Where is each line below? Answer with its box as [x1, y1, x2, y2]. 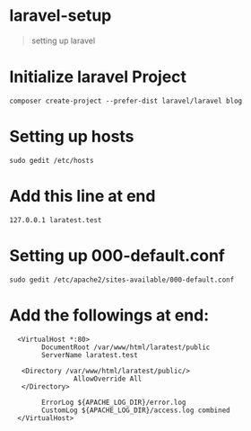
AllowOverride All [73, 374, 143, 383]
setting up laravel [30, 35, 96, 46]
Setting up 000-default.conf [9, 245, 226, 265]
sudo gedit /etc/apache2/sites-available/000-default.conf [9, 275, 235, 284]
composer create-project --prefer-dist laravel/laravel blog [9, 96, 243, 105]
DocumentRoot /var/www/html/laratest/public [41, 343, 211, 352]
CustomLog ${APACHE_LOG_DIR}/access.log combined [41, 406, 230, 415]
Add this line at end [9, 186, 156, 206]
